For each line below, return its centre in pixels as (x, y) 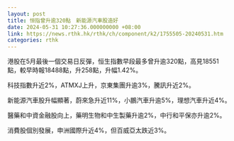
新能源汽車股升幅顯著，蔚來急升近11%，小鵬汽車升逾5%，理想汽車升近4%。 (119, 101)
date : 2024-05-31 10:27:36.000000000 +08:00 (74, 27)
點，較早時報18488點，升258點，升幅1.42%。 (75, 70)
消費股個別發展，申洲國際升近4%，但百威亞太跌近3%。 (89, 130)
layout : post (27, 14)
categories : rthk (33, 40)
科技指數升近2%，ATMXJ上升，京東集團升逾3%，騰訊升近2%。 (101, 85)
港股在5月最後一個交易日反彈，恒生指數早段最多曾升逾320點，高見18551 (113, 62)
